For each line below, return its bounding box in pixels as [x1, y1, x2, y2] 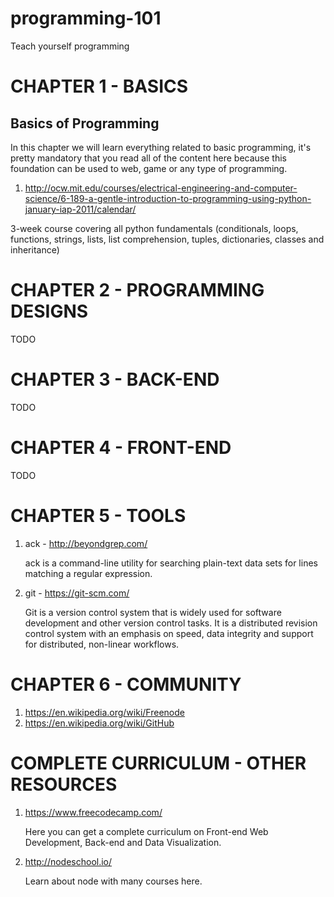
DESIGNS [10, 300, 89, 323]
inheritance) [10, 243, 60, 256]
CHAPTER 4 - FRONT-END [10, 437, 232, 459]
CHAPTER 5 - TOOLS [10, 504, 187, 527]
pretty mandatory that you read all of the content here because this [10, 152, 287, 164]
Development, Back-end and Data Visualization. [24, 836, 222, 848]
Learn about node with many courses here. [24, 875, 203, 887]
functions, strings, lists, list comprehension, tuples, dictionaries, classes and [10, 233, 325, 245]
